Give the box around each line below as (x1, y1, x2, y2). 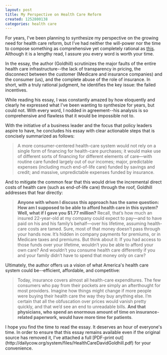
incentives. (5, 87, 28, 93)
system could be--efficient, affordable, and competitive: (5, 267, 121, 273)
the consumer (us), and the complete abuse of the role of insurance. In (5, 76, 151, 82)
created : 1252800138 (5, 16, 48, 21)
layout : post (5, 7, 32, 12)
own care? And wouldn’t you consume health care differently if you (17, 247, 156, 253)
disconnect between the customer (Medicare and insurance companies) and (5, 71, 163, 77)
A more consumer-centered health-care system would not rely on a (17, 143, 156, 149)
